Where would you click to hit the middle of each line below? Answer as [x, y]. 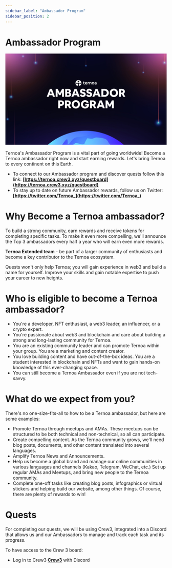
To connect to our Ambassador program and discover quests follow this [88, 174]
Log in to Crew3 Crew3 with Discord [51, 560]
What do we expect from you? [70, 399]
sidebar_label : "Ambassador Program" [46, 11]
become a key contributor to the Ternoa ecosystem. [60, 257]
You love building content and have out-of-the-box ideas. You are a [84, 356]
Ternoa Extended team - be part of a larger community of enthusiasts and [84, 251]
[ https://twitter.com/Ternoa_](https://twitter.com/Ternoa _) [77, 196]
